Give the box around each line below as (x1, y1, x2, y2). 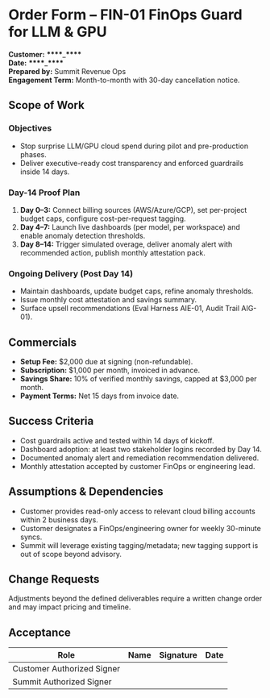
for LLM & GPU (8, 23, 107, 41)
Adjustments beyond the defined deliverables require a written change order (8, 594, 263, 604)
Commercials (8, 335, 77, 349)
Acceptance (8, 625, 71, 639)
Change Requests (8, 572, 100, 586)
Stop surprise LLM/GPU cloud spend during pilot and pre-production (19, 141, 248, 151)
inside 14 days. (19, 167, 70, 177)
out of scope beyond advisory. (19, 549, 123, 559)
